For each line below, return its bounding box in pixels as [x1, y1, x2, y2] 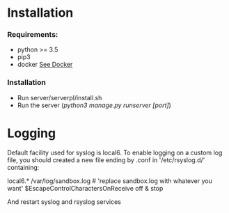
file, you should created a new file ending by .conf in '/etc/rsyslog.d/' [7, 155, 205, 164]
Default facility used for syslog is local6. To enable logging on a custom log [7, 148, 223, 157]
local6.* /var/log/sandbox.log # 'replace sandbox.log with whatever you [7, 176, 212, 185]
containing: [7, 163, 40, 171]
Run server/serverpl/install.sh [17, 93, 102, 102]
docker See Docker [17, 61, 73, 69]
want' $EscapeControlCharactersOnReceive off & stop [7, 184, 164, 192]
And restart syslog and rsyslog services [7, 197, 122, 206]
